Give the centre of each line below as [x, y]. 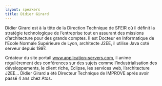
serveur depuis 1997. [26, 48]
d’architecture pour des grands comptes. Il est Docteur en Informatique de [80, 38]
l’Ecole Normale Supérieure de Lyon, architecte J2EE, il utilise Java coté [77, 43]
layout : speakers [23, 9]
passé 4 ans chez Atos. [29, 78]
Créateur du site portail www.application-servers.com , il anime [68, 57]
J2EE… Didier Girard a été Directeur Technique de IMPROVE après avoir [77, 73]
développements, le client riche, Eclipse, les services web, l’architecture [77, 68]
